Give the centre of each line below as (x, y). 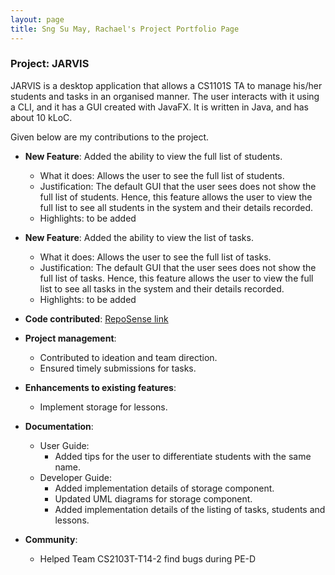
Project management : (70, 338)
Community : (51, 539)
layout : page (37, 19)
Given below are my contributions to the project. (110, 137)
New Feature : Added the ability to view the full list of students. (153, 156)
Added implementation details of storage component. (164, 488)
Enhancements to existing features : (100, 387)
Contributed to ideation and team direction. (128, 357)
